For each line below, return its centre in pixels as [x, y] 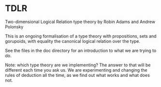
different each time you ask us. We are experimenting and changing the [76, 70]
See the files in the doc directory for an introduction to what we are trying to [81, 50]
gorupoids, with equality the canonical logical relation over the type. [73, 41]
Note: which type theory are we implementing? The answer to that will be [78, 65]
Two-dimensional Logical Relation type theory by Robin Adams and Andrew [80, 22]
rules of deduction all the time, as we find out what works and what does [77, 75]
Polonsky [14, 26]
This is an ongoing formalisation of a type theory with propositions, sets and [81, 36]
